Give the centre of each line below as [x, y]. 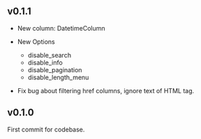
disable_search [50, 55]
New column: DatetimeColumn [61, 28]
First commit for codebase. [46, 129]
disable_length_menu [58, 77]
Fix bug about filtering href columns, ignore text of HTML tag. [106, 90]
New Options [36, 42]
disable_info [45, 63]
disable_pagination [55, 69]
